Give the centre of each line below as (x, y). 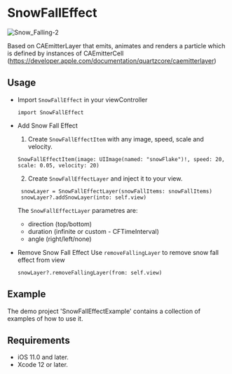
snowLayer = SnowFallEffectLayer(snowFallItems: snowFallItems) (116, 191)
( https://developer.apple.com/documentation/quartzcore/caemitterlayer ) (112, 60)
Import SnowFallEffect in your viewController (82, 99)
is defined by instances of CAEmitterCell (66, 53)
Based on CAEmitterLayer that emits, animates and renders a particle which (116, 46)
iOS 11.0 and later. (43, 357)
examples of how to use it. (45, 318)
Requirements (39, 340)
